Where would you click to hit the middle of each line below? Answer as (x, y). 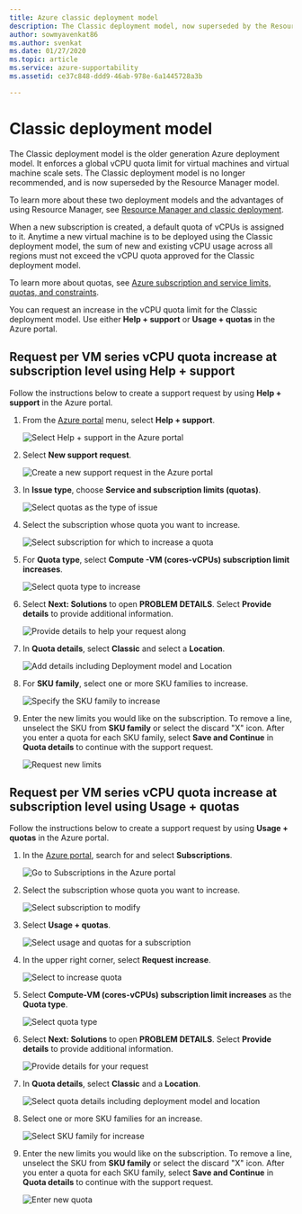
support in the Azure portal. (61, 403)
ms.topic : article (44, 59)
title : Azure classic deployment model (84, 18)
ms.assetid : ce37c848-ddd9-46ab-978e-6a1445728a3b (106, 77)
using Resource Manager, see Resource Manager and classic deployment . (147, 209)
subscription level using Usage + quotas (124, 806)
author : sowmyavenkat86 (54, 34)
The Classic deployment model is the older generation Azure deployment (145, 153)
